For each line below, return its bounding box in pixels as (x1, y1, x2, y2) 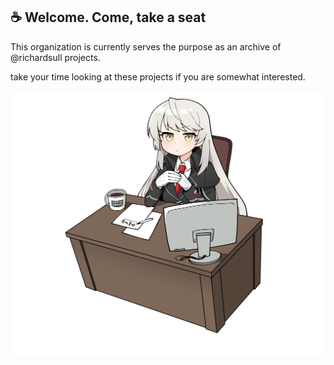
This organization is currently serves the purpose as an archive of (10, 40, 282, 53)
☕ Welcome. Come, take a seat (10, 9, 207, 26)
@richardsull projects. (10, 51, 101, 63)
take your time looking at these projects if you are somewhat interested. (10, 70, 306, 83)
